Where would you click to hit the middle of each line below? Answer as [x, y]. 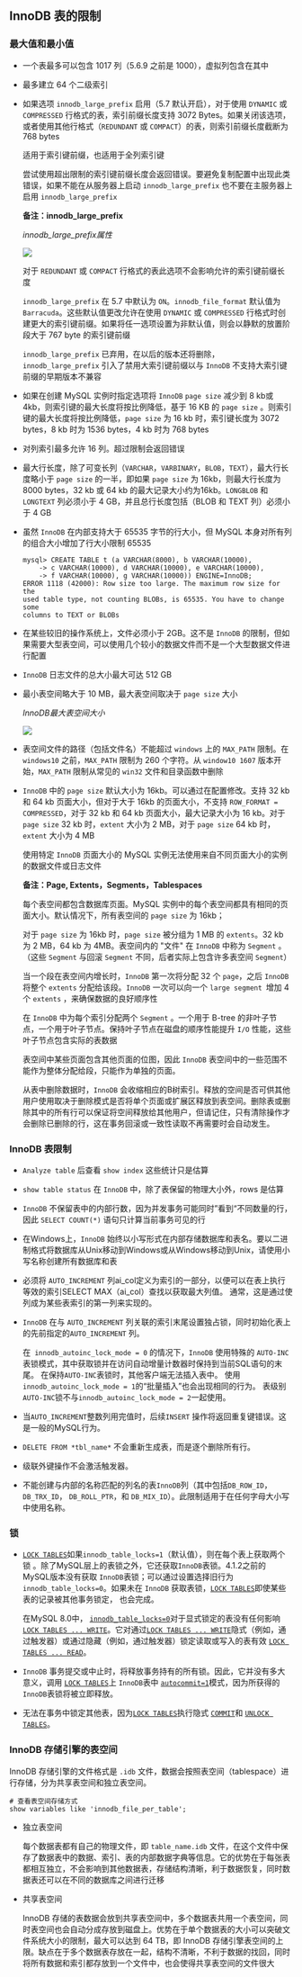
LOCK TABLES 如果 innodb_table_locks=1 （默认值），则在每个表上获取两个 [154, 1554]
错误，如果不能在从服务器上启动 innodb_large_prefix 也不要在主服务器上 [157, 185]
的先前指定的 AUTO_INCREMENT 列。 [83, 1333]
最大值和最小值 [42, 44]
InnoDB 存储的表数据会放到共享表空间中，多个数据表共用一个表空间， [151, 1918]
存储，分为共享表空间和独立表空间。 [84, 1782]
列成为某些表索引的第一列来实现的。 [89, 1302]
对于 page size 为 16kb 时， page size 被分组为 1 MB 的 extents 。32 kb [153, 934]
